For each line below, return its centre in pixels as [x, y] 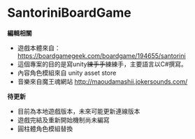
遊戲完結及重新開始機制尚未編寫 [63, 119]
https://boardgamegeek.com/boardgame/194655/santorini [102, 56]
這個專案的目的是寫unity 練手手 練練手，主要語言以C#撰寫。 [102, 64]
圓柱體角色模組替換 [45, 129]
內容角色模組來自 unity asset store [67, 73]
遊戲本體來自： [39, 47]
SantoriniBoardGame [69, 13]
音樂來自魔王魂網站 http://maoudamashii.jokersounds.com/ [102, 81]
